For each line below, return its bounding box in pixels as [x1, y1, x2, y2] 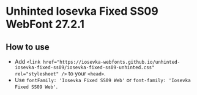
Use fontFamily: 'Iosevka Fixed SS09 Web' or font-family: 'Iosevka [14, 77, 191, 83]
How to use [6, 42, 50, 52]
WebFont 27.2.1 [6, 17, 85, 31]
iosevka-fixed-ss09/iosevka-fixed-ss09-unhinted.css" [14, 64, 155, 70]
